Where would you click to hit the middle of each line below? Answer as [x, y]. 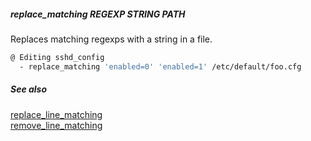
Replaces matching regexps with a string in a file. [111, 39]
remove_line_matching [56, 125]
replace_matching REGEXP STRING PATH [98, 14]
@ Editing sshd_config [57, 57]
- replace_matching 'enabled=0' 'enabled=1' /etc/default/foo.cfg [160, 66]
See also [29, 89]
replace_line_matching [56, 114]
